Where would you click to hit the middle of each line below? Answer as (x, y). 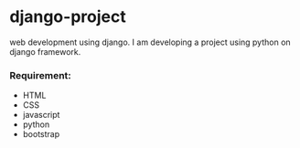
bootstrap (41, 134)
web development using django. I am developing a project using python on (150, 42)
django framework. (45, 51)
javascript (41, 115)
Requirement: (40, 75)
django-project (68, 17)
